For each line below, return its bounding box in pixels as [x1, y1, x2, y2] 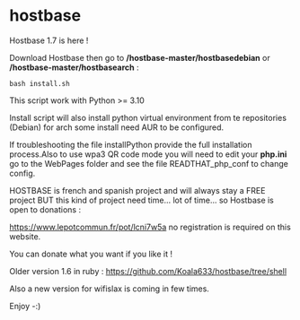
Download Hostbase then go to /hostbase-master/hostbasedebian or [9, 52, 271, 63]
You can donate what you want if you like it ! [9, 248, 173, 259]
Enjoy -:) [9, 300, 41, 311]
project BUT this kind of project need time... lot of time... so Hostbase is [9, 195, 274, 205]
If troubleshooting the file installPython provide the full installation [9, 139, 252, 150]
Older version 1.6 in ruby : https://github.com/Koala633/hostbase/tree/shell [9, 265, 287, 276]
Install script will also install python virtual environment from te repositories [9, 112, 287, 123]
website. [9, 230, 41, 242]
